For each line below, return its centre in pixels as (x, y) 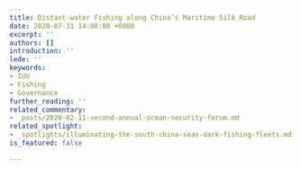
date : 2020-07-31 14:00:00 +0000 (72, 26)
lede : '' (26, 59)
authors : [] (32, 43)
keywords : (28, 68)
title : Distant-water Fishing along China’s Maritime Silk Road (132, 18)
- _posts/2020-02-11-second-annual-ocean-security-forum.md (125, 118)
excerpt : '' (32, 34)
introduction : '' (42, 51)
